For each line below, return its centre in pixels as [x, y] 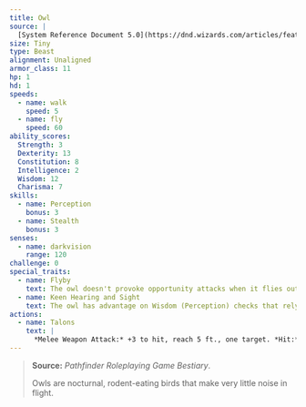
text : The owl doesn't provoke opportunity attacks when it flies [154, 289]
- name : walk [42, 102]
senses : [24, 238]
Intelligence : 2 [48, 170]
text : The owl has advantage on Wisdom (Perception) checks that [153, 306]
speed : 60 [45, 128]
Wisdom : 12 [38, 178]
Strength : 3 [41, 145]
